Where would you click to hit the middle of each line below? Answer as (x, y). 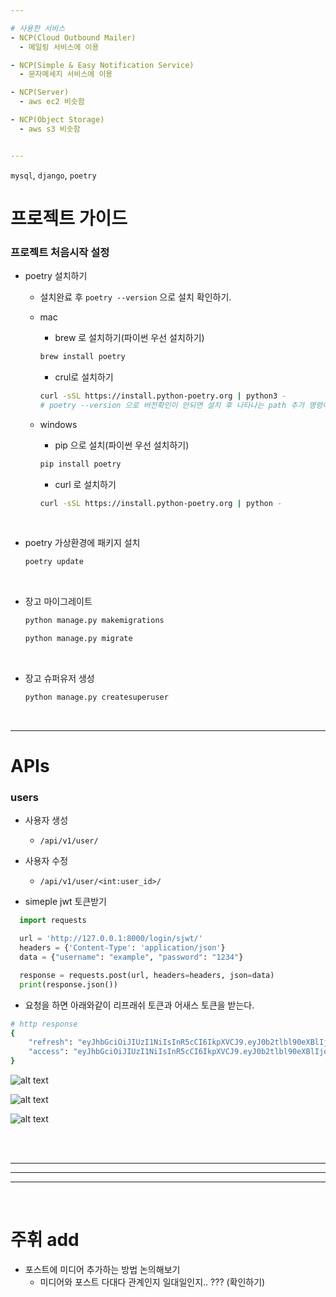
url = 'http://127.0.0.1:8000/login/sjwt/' (111, 939)
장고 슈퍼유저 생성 (59, 678)
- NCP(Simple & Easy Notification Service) (102, 65)
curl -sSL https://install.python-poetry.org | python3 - (163, 396)
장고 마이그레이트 (58, 602)
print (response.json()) (68, 984)
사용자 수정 (46, 861)
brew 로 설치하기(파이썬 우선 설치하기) (129, 338)
